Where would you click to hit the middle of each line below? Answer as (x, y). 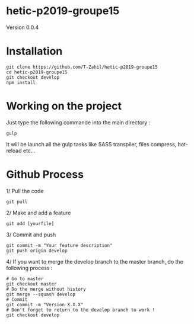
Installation (34, 51)
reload (14, 150)
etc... (29, 150)
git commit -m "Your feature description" (59, 245)
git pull (17, 202)
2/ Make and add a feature (39, 213)
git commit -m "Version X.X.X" (45, 304)
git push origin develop (37, 251)
